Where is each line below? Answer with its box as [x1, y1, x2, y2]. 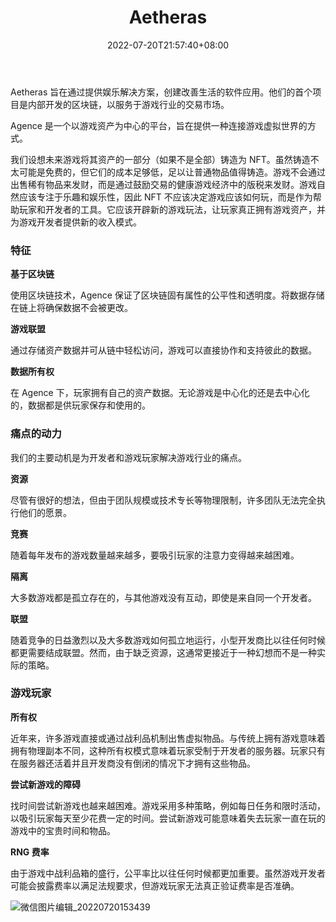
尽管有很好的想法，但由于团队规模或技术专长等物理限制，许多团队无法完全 [10, 494, 317, 506]
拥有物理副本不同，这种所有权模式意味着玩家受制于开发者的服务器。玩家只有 [10, 744, 326, 756]
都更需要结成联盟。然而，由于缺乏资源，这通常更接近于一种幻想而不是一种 [10, 646, 317, 658]
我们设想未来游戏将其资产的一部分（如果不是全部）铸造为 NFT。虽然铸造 [10, 153, 311, 165]
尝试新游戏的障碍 [10, 778, 81, 790]
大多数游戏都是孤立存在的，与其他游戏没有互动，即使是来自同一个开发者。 [10, 591, 317, 603]
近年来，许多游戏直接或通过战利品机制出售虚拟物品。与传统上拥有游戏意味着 [10, 732, 326, 744]
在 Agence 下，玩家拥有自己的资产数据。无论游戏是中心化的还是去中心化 [10, 387, 310, 399]
